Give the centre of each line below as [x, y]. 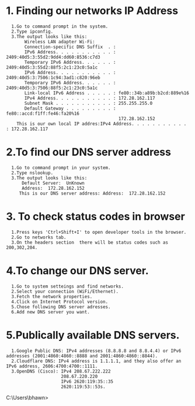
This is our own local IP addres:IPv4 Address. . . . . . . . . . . [102, 124]
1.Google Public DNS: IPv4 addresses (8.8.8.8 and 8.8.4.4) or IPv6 [96, 351]
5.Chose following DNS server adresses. [61, 307]
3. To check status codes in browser [95, 216]
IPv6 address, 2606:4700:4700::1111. [52, 366]
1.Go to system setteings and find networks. [68, 286]
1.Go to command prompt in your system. [61, 168]
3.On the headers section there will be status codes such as [90, 242]
